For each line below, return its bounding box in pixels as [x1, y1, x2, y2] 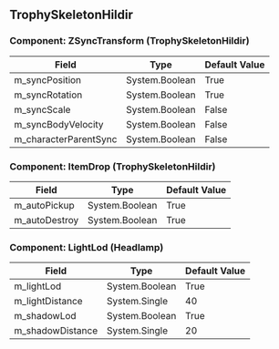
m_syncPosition [14, 73, 82, 86]
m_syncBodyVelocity [14, 118, 104, 130]
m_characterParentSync [14, 132, 118, 145]
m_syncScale [14, 103, 71, 116]
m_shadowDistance [14, 324, 98, 337]
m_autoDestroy [14, 213, 79, 226]
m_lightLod [14, 280, 62, 293]
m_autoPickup [14, 199, 75, 211]
